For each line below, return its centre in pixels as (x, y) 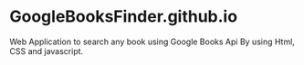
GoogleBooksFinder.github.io (124, 17)
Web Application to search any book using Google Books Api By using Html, (152, 42)
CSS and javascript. (47, 51)
